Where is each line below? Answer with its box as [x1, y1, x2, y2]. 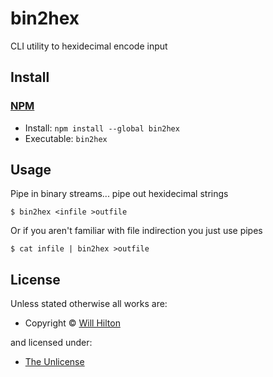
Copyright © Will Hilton [24, 317, 121, 329]
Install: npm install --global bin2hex [24, 122, 180, 134]
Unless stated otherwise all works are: [10, 298, 168, 310]
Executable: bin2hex [24, 132, 108, 144]
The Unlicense [24, 356, 85, 368]
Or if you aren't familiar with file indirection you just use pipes [10, 225, 263, 237]
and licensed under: [10, 337, 93, 349]
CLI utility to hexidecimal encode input [10, 40, 168, 52]
